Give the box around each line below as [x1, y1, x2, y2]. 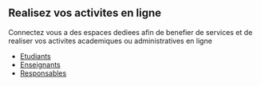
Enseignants [19, 60, 61, 69]
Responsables [19, 68, 67, 78]
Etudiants [19, 51, 51, 61]
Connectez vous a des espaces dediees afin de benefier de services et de [8, 27, 253, 37]
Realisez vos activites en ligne [8, 6, 162, 20]
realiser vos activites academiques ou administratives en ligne [8, 36, 213, 45]
